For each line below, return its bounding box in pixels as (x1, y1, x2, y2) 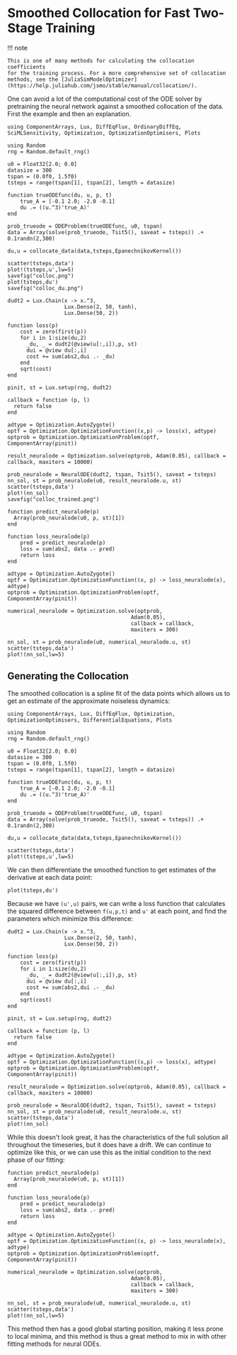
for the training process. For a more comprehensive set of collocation (7, 70, 226, 77)
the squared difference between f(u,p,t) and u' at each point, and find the (7, 907, 228, 915)
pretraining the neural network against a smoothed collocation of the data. (7, 101, 224, 111)
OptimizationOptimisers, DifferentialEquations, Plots (7, 717, 173, 724)
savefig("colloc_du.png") (7, 284, 83, 292)
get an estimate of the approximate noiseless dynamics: (7, 697, 170, 705)
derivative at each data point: (7, 873, 93, 881)
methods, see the (7, 76, 59, 83)
